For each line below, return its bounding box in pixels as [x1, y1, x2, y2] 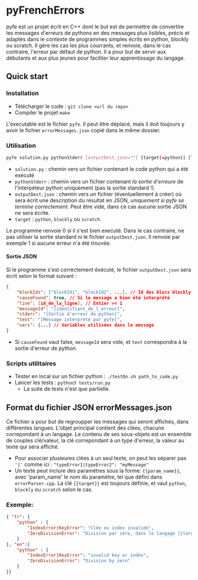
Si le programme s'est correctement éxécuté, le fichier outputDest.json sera [6, 266, 192, 273]
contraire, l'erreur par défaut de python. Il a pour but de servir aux [6, 48, 166, 55]
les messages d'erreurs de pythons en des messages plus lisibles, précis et [6, 29, 190, 36]
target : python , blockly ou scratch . [14, 215, 102, 222]
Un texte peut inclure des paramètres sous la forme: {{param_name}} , [14, 467, 181, 474]
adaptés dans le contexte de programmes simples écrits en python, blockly [6, 35, 189, 42]
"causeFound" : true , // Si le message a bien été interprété [16, 294, 170, 301]
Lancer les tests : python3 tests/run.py [14, 379, 111, 386]
